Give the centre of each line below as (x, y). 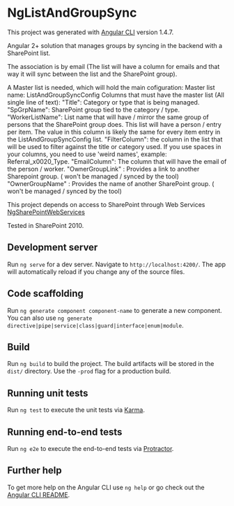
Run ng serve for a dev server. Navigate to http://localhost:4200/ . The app (117, 264)
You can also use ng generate (50, 318)
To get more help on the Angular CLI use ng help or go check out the (106, 487)
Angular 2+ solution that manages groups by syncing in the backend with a (115, 45)
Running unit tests (48, 393)
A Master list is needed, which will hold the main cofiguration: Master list (111, 87)
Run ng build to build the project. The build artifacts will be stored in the (111, 364)
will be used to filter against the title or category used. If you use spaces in (114, 146)
